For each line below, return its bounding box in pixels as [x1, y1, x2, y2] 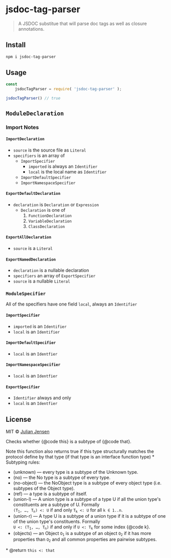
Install [6, 41, 26, 49]
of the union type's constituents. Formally [13, 519, 100, 525]
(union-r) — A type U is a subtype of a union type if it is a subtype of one [13, 513, 166, 519]
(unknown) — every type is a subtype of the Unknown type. [13, 469, 139, 475]
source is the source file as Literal [13, 147, 86, 153]
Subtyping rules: [6, 459, 40, 465]
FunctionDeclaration [28, 213, 72, 218]
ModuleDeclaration [6, 110, 64, 117]
